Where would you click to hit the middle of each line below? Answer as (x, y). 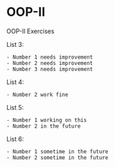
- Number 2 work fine (38, 95)
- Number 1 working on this (47, 120)
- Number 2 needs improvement (50, 63)
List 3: (15, 44)
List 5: (15, 107)
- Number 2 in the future (43, 126)
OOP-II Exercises (30, 31)
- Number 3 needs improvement (50, 69)
